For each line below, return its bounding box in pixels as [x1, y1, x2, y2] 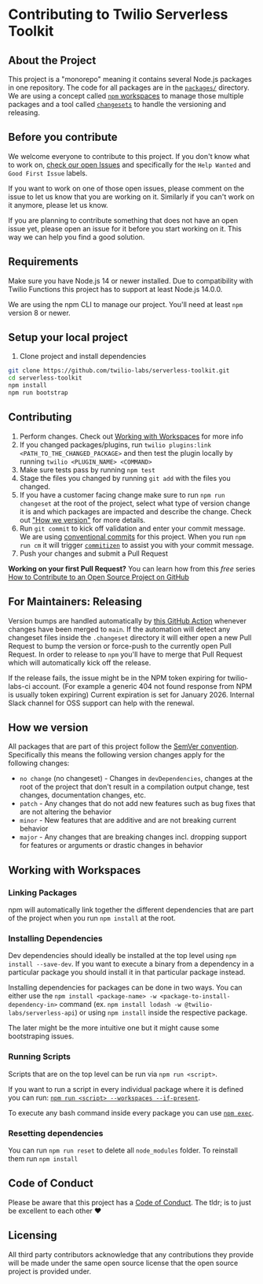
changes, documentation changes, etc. [19, 790, 147, 800]
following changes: [8, 758, 70, 768]
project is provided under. [8, 1266, 92, 1276]
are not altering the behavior [19, 807, 112, 816]
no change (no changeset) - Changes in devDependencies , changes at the [19, 774, 254, 783]
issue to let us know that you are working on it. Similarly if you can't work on [8, 191, 255, 202]
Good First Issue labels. [8, 168, 88, 178]
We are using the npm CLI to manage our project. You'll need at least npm [8, 299, 243, 309]
